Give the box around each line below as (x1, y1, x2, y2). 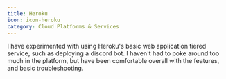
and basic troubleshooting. (7, 64, 84, 73)
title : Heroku (7, 10, 49, 17)
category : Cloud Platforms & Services (7, 23, 119, 30)
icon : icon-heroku (7, 17, 60, 24)
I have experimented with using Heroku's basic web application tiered (7, 42, 207, 51)
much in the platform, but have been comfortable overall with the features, (7, 57, 220, 65)
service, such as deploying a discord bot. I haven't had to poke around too (7, 49, 220, 58)
